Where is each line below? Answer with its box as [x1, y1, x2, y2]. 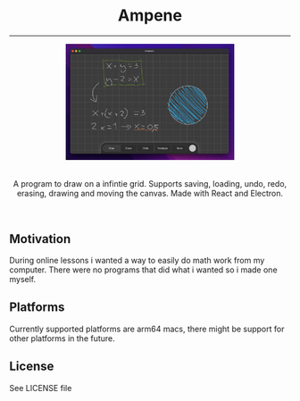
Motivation [9, 231, 71, 246]
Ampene [117, 5, 183, 26]
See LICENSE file [9, 382, 72, 393]
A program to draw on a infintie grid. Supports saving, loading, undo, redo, [12, 179, 287, 189]
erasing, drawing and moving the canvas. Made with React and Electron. [16, 188, 284, 199]
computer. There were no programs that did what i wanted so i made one [9, 264, 279, 275]
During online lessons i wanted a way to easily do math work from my [9, 255, 265, 265]
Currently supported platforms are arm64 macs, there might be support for [9, 323, 285, 334]
